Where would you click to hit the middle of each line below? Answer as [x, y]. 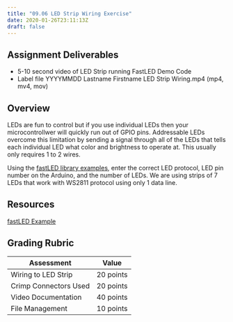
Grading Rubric [41, 243]
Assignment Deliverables [63, 55]
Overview [29, 108]
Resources [31, 205]
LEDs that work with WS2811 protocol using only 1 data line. [92, 183]
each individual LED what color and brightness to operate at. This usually [112, 147]
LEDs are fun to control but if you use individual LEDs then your [98, 125]
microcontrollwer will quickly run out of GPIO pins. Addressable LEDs [106, 132]
